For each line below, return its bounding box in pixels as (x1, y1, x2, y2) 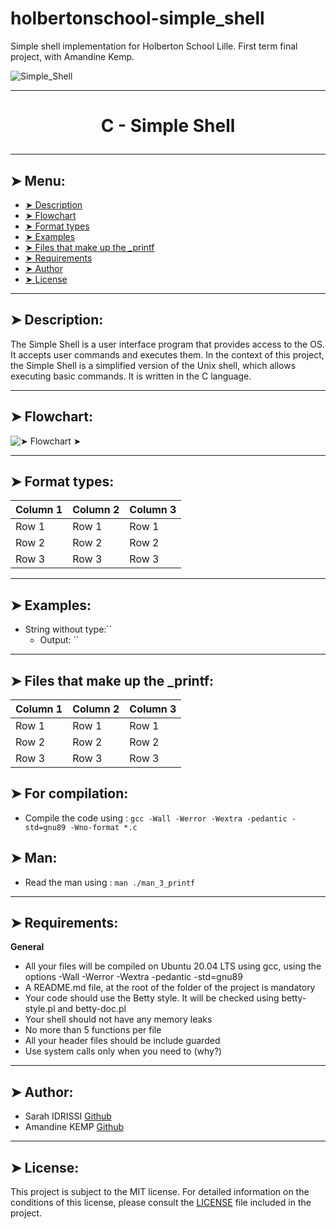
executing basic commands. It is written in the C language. (10, 370, 252, 382)
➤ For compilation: (10, 785, 129, 802)
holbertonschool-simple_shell (10, 7, 265, 30)
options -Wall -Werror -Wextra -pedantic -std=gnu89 (24, 971, 243, 983)
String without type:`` (24, 623, 113, 636)
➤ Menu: (10, 172, 66, 189)
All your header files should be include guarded (24, 1035, 221, 1047)
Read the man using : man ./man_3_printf (24, 876, 196, 888)
